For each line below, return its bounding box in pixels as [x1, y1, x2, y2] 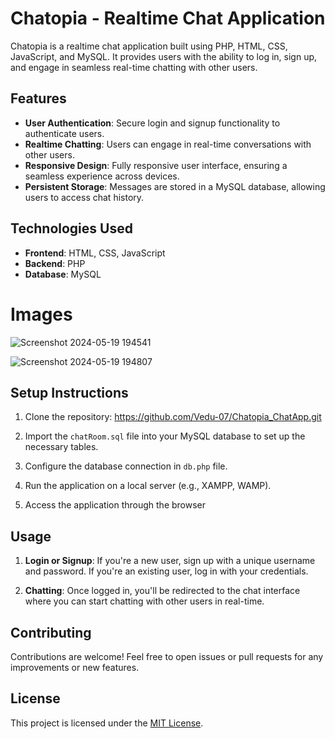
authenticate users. [24, 127, 105, 139]
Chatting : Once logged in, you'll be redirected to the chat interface [24, 585, 301, 597]
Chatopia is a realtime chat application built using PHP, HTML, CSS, [10, 40, 288, 52]
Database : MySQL [24, 268, 102, 280]
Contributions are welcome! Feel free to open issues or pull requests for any [10, 650, 324, 662]
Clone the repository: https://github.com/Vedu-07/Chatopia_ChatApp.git [24, 411, 322, 423]
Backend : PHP [24, 257, 86, 269]
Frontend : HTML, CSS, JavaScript [24, 247, 166, 259]
